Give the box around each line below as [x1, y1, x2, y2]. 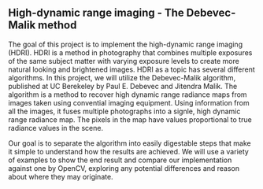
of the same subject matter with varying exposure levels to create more [8, 56, 240, 65]
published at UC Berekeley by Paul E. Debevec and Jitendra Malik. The [8, 81, 238, 91]
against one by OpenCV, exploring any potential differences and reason [8, 163, 240, 172]
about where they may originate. [8, 172, 113, 181]
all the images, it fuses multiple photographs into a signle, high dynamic [8, 106, 241, 116]
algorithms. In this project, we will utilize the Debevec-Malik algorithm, [8, 72, 236, 82]
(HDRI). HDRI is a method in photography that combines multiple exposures [8, 47, 253, 57]
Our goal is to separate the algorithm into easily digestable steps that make [8, 138, 251, 148]
